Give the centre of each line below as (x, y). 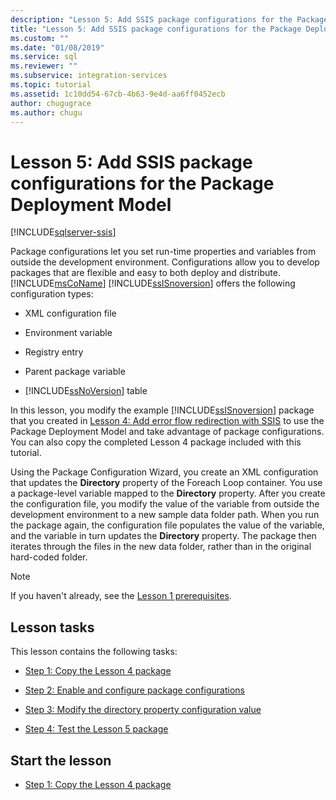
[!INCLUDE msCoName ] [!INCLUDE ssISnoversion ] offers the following (153, 283)
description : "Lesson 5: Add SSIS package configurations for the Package (169, 19)
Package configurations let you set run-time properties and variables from (163, 252)
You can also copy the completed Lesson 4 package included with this (156, 442)
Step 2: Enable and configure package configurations (134, 690)
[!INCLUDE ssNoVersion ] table (86, 391)
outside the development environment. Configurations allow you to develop (165, 262)
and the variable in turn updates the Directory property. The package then (163, 536)
